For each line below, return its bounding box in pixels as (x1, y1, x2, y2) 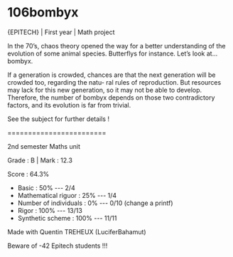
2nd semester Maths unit (7, 142, 80, 150)
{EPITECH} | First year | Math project (7, 28, 115, 36)
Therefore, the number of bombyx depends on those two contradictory (7, 93, 215, 102)
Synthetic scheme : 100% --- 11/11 (17, 214, 117, 222)
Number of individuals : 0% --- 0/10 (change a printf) (17, 199, 173, 207)
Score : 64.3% (7, 169, 50, 178)
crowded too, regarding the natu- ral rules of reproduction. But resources (7, 78, 222, 86)
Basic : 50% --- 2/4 (17, 183, 76, 192)
